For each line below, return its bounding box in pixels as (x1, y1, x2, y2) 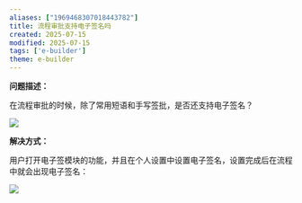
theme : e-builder (9, 55, 75, 64)
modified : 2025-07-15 (9, 38, 91, 48)
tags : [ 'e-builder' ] (9, 47, 87, 56)
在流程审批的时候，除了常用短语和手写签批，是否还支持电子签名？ (9, 100, 253, 110)
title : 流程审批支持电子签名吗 (9, 22, 111, 31)
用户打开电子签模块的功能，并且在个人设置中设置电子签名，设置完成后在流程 (9, 154, 293, 165)
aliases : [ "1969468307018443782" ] (9, 13, 139, 22)
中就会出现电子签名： (9, 166, 88, 176)
